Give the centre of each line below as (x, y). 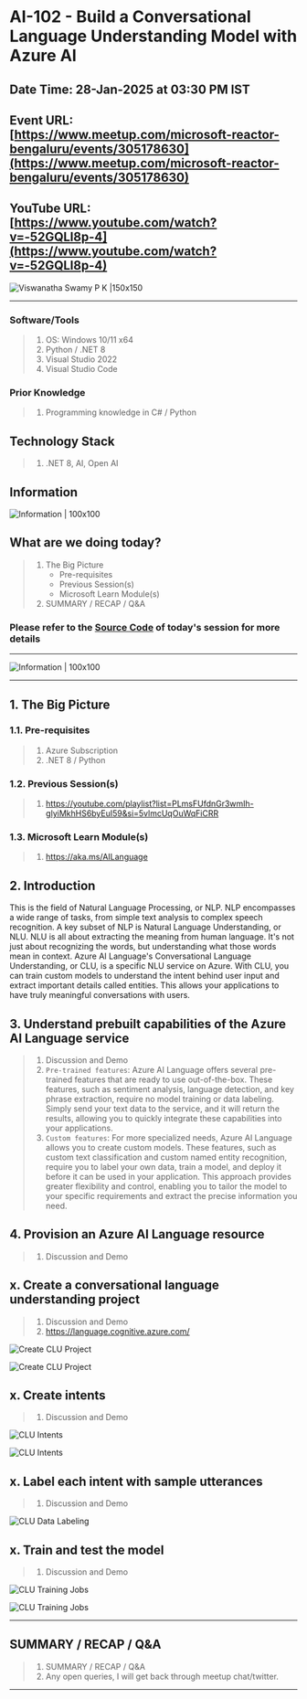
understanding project (74, 1300)
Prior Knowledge (48, 393)
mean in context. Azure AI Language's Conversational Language (130, 956)
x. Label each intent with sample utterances (136, 1481)
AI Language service (69, 1038)
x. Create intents (58, 1396)
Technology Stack (62, 441)
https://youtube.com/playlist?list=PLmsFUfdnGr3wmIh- (149, 804)
